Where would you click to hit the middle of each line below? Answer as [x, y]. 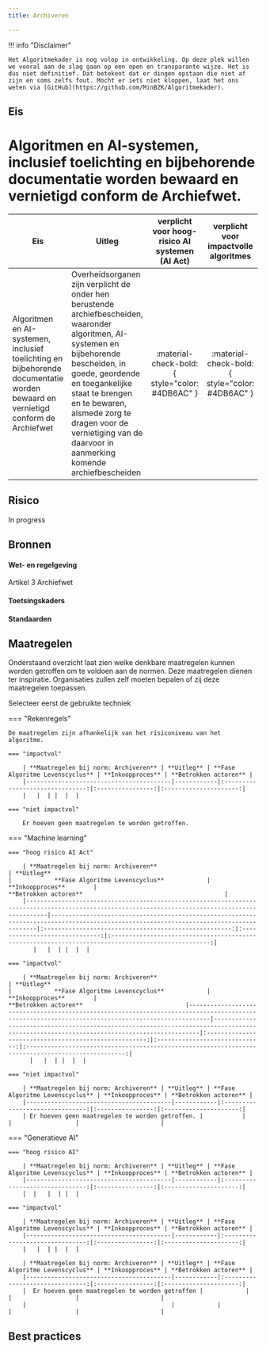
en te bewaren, [99, 403]
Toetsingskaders [37, 600]
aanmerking [93, 453]
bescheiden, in [99, 363]
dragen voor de [100, 423]
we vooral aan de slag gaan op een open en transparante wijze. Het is [129, 67]
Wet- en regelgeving [43, 564]
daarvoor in [93, 442]
